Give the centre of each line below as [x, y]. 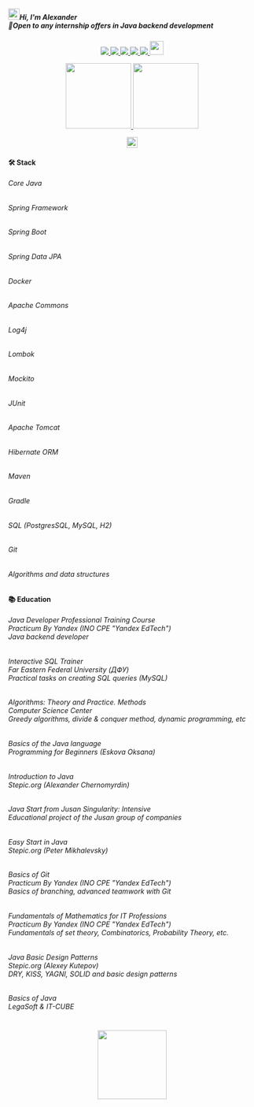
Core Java [25, 184]
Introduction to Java [41, 776]
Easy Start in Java [38, 841]
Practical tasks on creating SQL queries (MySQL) [88, 678]
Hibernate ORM [33, 451]
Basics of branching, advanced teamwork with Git [90, 891]
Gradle [19, 501]
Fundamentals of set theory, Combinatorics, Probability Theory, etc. [119, 932]
